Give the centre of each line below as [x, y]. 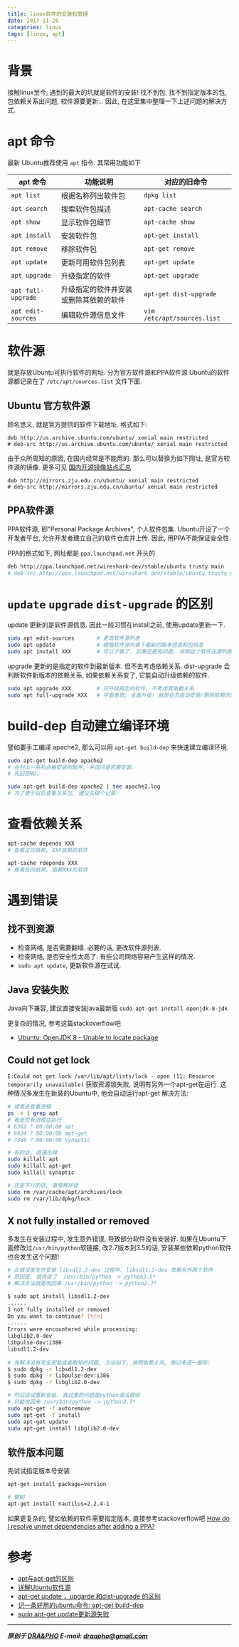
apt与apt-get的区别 [46, 1578]
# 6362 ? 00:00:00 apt [41, 1126]
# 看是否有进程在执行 [34, 1120]
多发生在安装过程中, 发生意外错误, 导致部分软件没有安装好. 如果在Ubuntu [114, 1239]
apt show [26, 222]
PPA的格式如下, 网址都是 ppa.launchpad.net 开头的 [81, 553]
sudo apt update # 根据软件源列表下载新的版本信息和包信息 [106, 645]
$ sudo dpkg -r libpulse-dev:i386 [59, 1376]
